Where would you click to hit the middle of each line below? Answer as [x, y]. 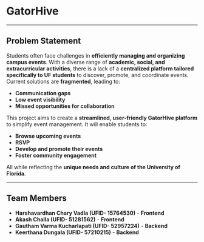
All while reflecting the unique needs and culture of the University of [93, 167]
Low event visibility [40, 99]
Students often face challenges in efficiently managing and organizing [96, 55]
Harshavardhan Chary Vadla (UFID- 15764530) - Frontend [90, 213]
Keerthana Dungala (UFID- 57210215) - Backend [77, 232]
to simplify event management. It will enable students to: [77, 124]
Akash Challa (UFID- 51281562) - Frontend [70, 219]
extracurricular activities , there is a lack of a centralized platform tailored [100, 69]
